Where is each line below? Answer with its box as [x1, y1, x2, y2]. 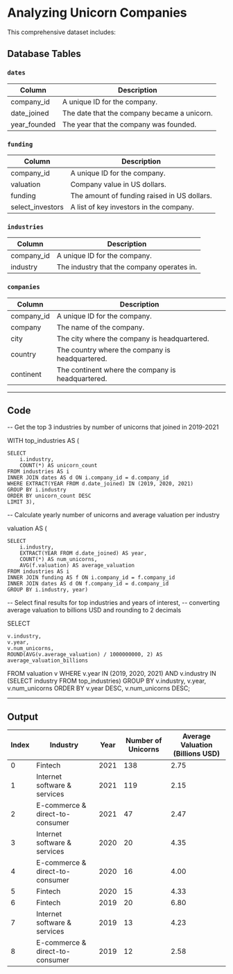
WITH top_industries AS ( [7, 437, 80, 445]
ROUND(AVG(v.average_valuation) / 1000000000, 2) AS [7, 651, 163, 658]
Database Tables [7, 48, 82, 60]
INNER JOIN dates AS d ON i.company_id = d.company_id [7, 474, 169, 481]
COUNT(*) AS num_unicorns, [19, 556, 98, 563]
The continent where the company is [56, 365, 176, 375]
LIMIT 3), [7, 498, 36, 505]
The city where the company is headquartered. [56, 334, 209, 343]
